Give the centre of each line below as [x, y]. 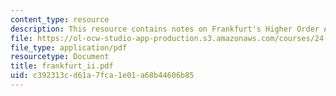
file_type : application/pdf [69, 47]
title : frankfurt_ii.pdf [62, 66]
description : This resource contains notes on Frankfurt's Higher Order [165, 29]
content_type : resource [60, 19]
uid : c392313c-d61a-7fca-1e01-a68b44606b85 [102, 76]
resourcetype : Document [60, 57]
